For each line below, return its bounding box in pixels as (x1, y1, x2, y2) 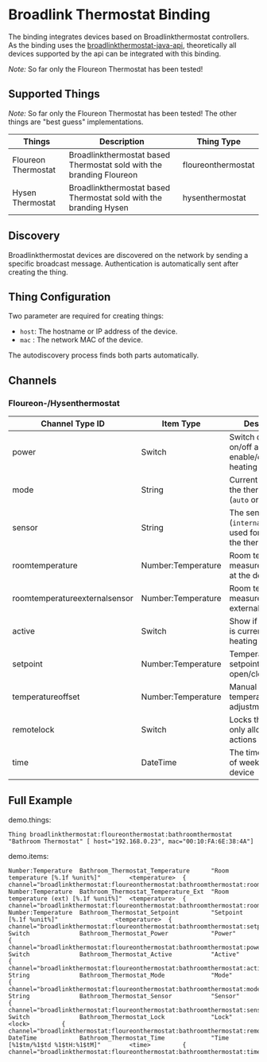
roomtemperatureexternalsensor (12, 593, 133, 604)
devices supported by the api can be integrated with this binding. (8, 49, 222, 58)
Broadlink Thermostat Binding (8, 6, 211, 24)
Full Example (8, 794, 73, 807)
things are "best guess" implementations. (8, 117, 144, 127)
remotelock (12, 724, 55, 736)
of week (229, 757, 260, 768)
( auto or (229, 494, 259, 506)
